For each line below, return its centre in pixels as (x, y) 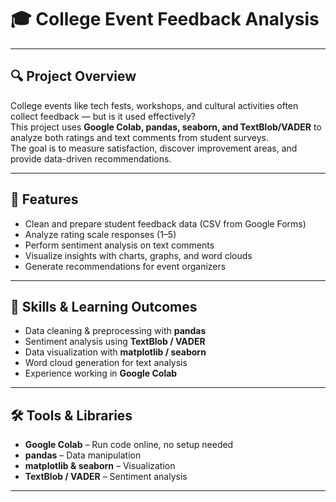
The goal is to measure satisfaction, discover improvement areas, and (154, 148)
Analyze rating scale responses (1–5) (100, 234)
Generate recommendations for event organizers (125, 266)
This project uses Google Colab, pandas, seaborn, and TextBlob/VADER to (166, 127)
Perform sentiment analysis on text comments (119, 245)
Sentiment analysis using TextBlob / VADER (115, 342)
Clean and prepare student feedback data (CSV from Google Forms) (165, 223)
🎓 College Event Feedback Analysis (165, 19)
